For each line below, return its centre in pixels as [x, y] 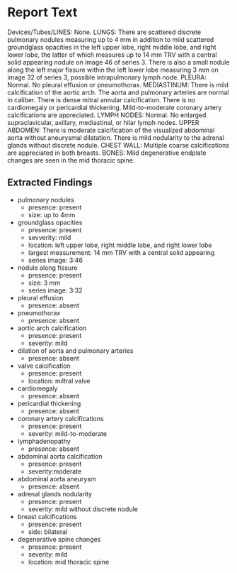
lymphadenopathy [44, 441]
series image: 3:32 [55, 290]
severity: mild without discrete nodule [83, 509]
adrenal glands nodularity [55, 493]
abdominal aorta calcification [60, 456]
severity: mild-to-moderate [68, 433]
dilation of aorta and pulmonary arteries [75, 350]
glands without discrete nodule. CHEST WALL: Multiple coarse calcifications [118, 145]
